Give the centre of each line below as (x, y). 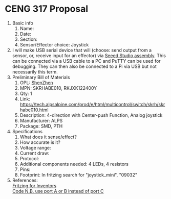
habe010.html (34, 110)
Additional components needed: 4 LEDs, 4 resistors (74, 164)
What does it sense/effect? (48, 137)
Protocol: (29, 158)
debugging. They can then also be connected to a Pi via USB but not (84, 66)
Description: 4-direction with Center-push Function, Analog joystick (91, 115)
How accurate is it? (40, 142)
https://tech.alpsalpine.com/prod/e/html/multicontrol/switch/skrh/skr (92, 104)
